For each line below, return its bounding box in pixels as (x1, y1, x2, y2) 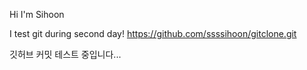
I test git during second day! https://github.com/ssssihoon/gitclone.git (9, 28, 297, 39)
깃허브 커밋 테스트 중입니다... (9, 49, 122, 60)
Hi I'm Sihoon (9, 9, 65, 20)
